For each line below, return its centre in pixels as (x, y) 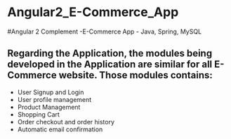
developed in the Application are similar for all (110, 65)
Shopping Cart (38, 114)
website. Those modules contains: (136, 75)
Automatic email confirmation (60, 129)
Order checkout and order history (66, 122)
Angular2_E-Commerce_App (93, 12)
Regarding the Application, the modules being (110, 53)
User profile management (54, 99)
